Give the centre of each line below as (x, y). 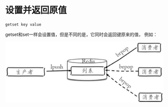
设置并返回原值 (36, 10)
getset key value (23, 24)
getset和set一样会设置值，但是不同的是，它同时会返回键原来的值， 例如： (81, 34)
